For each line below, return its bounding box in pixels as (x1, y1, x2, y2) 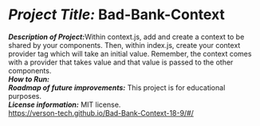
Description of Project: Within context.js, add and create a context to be (8, 32, 245, 41)
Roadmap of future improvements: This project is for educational (8, 82, 226, 93)
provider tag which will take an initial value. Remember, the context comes (8, 49, 252, 58)
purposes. (8, 91, 42, 100)
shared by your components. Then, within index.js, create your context (8, 40, 241, 49)
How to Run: (8, 74, 50, 84)
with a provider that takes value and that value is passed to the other (8, 57, 234, 67)
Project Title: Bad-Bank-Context (8, 6, 226, 24)
